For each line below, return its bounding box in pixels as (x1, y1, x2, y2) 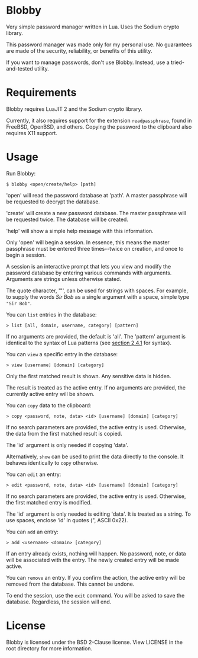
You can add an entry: (6, 528, 59, 535)
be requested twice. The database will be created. (6, 216, 129, 223)
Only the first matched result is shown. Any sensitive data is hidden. (6, 372, 171, 379)
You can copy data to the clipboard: (6, 401, 92, 409)
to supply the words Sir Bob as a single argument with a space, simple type (6, 293, 190, 300)
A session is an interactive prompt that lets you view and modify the (6, 263, 171, 270)
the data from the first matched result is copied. (6, 430, 122, 437)
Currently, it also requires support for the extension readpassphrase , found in (6, 117, 192, 124)
